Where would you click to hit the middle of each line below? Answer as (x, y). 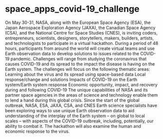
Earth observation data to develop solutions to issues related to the (72, 53)
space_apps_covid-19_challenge (72, 9)
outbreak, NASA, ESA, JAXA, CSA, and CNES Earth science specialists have (81, 105)
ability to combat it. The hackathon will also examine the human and (73, 126)
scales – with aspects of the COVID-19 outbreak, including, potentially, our (80, 121)
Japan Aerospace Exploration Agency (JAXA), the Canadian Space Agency (80, 27)
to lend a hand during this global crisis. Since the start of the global (72, 100)
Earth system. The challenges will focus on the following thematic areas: (78, 69)
